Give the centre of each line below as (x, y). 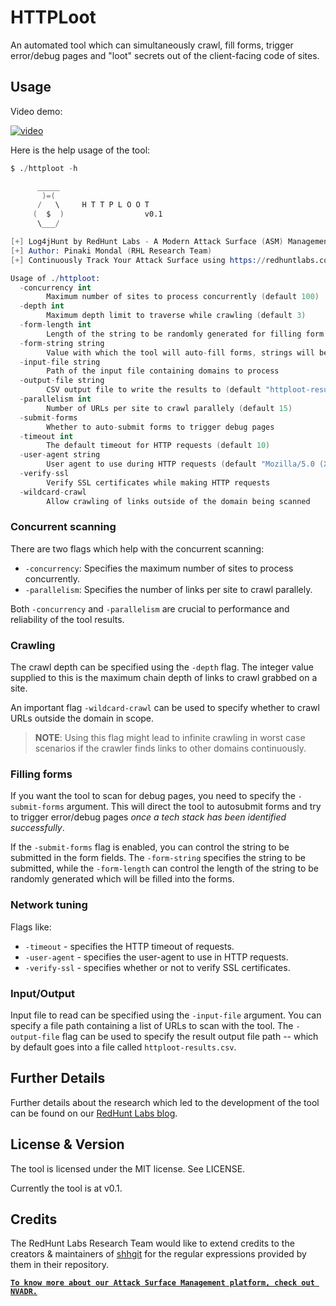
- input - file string (60, 362)
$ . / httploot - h (44, 168)
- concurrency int (55, 287)
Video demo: (36, 111)
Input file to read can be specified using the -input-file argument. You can (166, 1015)
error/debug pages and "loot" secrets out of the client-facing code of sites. (165, 55)
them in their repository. (60, 1265)
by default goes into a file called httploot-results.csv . (123, 1047)
